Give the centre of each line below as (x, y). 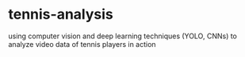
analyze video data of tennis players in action (82, 44)
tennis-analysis (61, 14)
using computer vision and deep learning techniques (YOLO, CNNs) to (123, 36)
